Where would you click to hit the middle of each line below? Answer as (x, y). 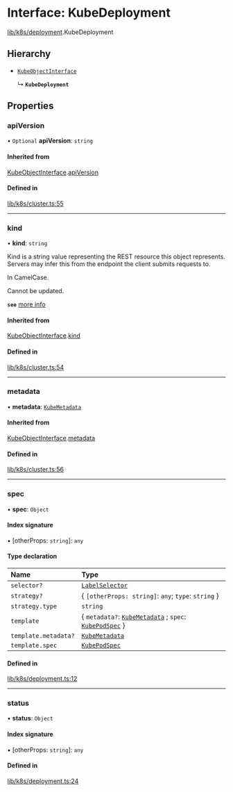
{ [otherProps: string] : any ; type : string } (150, 595)
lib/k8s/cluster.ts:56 (36, 470)
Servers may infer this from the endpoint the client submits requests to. (109, 264)
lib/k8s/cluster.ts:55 (35, 204)
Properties (31, 106)
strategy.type (34, 606)
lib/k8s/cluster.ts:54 (36, 367)
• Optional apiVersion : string (50, 141)
